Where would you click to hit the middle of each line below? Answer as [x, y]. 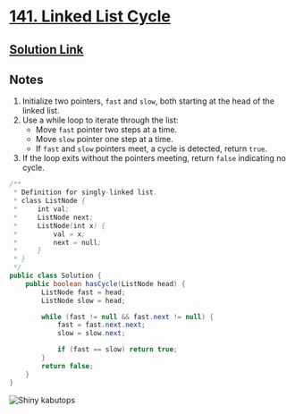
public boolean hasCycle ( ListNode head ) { [105, 283]
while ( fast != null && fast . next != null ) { [128, 317]
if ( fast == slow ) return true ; [117, 350]
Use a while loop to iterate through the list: [100, 120]
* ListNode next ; [53, 217]
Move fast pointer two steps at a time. [106, 130]
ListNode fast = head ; [84, 292]
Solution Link [46, 50]
